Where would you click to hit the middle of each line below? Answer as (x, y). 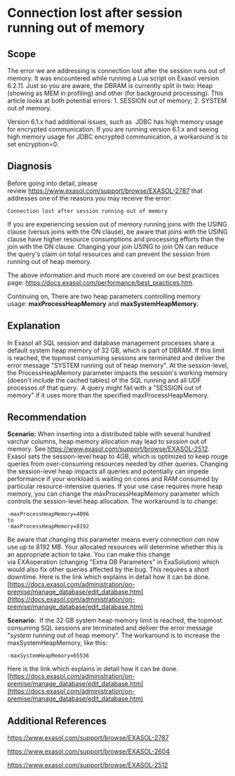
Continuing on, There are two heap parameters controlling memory (104, 296)
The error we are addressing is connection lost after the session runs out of (116, 71)
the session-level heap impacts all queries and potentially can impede (108, 471)
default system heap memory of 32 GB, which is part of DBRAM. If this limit (116, 350)
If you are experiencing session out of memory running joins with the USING (117, 224)
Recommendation (47, 418)
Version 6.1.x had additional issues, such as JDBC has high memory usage (115, 122)
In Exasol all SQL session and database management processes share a (111, 343)
